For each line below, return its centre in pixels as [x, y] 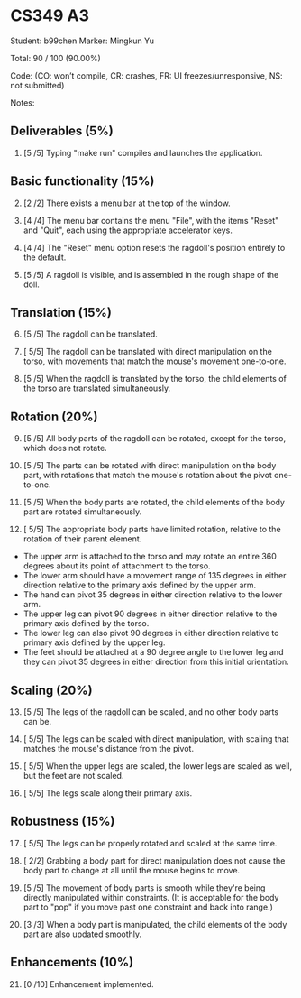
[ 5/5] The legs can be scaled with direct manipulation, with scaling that [156, 739]
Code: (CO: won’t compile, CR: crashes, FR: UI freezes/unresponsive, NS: [146, 75]
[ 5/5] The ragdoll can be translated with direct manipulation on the [148, 352]
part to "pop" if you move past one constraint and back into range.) [148, 907]
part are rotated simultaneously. [82, 512]
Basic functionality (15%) [82, 181]
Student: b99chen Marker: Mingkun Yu [82, 41]
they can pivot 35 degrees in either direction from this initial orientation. [156, 662]
